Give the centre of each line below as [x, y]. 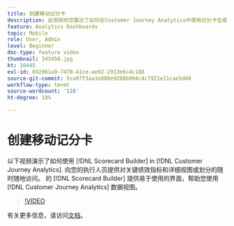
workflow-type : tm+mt [39, 85]
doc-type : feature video [43, 53]
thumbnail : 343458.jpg [40, 59]
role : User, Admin [34, 40]
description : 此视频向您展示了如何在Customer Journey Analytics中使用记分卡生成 [117, 20]
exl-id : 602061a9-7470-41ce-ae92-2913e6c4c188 [76, 72]
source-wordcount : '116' [43, 91]
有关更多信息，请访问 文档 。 [47, 215]
